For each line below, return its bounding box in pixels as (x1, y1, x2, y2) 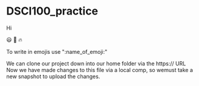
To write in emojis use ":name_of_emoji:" (6, 48, 108, 55)
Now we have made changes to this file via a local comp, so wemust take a (6, 66, 194, 73)
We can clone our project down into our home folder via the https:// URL (6, 59, 186, 67)
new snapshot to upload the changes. (6, 73, 100, 80)
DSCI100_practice (6, 4, 99, 18)
